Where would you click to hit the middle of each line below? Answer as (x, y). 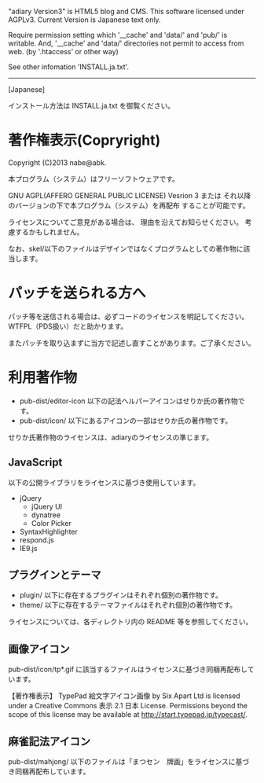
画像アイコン (39, 649)
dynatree (46, 515)
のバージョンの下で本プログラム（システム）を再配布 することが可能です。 (129, 205)
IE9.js (28, 548)
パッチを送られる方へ (77, 293)
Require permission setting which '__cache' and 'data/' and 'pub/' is (118, 35)
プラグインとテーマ (55, 575)
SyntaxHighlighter (49, 531)
